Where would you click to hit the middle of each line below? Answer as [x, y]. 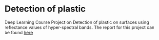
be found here [19, 32]
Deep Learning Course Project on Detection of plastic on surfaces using [77, 22]
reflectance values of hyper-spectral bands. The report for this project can [79, 27]
